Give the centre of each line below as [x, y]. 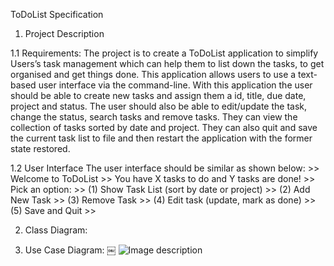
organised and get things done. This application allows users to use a [153, 74]
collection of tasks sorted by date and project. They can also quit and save [164, 127]
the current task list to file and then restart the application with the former [161, 138]
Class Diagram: [56, 230]
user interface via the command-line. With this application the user [175, 85]
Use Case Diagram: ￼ [70, 250]
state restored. [40, 148]
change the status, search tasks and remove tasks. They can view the [154, 117]
